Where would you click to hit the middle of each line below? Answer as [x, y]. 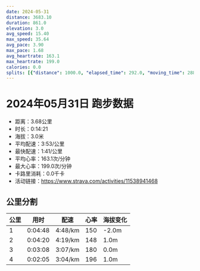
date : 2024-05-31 [28, 12]
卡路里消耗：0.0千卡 [40, 174]
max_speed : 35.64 [28, 39]
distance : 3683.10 [29, 17]
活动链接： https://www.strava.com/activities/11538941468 [86, 181]
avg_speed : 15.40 [28, 34]
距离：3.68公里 [33, 122]
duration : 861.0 [26, 23]
